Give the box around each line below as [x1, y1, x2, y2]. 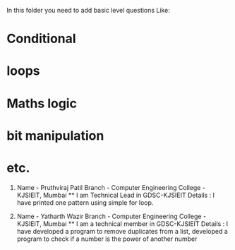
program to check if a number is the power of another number [16, 234, 198, 243]
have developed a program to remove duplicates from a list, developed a [16, 227, 229, 235]
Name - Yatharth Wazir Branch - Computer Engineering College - [16, 212, 206, 220]
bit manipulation [6, 127, 104, 143]
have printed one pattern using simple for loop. [16, 198, 154, 207]
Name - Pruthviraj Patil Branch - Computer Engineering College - [16, 183, 206, 191]
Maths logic [6, 95, 77, 112]
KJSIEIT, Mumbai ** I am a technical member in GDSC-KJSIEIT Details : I [16, 219, 229, 228]
